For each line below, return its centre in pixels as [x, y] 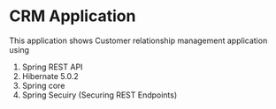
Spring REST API [52, 67]
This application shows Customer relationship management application [138, 40]
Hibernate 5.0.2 [50, 76]
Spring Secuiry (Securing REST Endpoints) [100, 95]
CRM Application [73, 16]
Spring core [43, 85]
